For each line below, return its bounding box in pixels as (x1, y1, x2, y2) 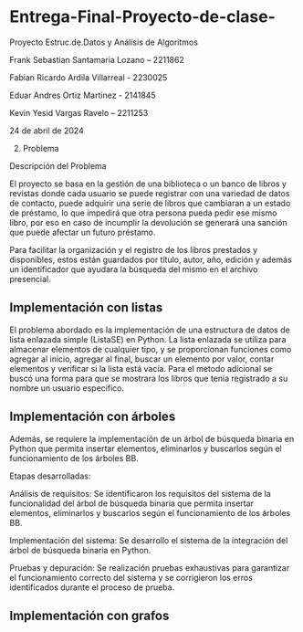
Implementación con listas (9, 300, 163, 316)
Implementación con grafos (9, 607, 170, 623)
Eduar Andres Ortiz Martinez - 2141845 (9, 90, 157, 100)
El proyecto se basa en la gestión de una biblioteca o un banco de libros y (9, 178, 287, 189)
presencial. (9, 273, 52, 284)
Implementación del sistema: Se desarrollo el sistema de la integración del (9, 534, 288, 545)
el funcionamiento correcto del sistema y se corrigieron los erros (9, 572, 254, 583)
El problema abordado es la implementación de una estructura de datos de (9, 324, 290, 335)
